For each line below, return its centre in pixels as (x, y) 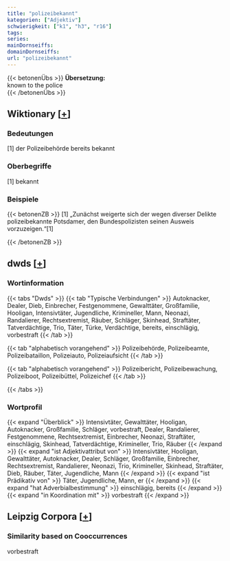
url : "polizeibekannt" (39, 58)
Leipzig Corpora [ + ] (50, 517)
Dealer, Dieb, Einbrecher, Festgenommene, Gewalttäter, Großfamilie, (104, 305)
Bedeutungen (30, 133)
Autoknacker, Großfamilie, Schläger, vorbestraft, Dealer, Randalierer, (104, 430)
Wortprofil (25, 407)
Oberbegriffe (29, 166)
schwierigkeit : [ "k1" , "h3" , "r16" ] (59, 26)
